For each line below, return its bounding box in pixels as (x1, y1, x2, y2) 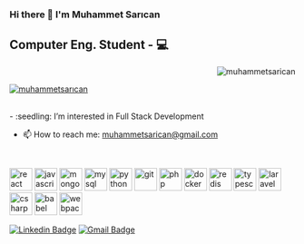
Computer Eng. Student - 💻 (9, 37, 170, 53)
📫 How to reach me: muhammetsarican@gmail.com (22, 129, 219, 140)
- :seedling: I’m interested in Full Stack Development (9, 111, 204, 122)
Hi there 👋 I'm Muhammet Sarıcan (9, 8, 161, 21)
